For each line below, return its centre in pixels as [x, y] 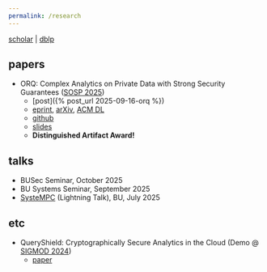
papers [27, 64]
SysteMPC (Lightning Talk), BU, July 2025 [90, 198]
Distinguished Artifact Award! [83, 135]
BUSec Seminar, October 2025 [71, 181]
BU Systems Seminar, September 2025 [85, 189]
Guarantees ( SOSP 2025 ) [62, 92]
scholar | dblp [32, 39]
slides [42, 127]
